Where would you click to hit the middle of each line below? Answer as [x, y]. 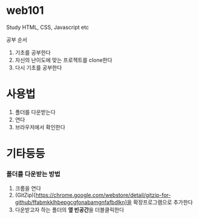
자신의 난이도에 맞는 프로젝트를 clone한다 [63, 60]
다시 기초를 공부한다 [38, 68]
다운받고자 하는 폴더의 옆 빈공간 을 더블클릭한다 [69, 210]
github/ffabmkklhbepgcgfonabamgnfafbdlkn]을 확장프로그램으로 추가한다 [104, 202]
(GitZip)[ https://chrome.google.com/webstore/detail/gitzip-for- [93, 195]
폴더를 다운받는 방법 [33, 174]
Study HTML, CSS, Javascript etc [47, 27]
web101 [25, 11]
